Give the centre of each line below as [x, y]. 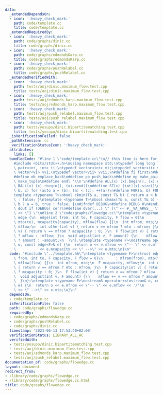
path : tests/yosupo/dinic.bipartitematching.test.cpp [69, 127]
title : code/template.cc [39, 28]
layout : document [23, 367]
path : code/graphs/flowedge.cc [41, 308]
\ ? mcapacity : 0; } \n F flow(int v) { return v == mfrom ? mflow [84, 272]
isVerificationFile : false [37, 304]
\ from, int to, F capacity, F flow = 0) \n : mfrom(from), [80, 258]
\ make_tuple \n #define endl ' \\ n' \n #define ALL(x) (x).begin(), [80, 181]
